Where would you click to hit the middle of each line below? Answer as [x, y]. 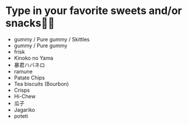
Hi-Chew [25, 96]
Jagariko [25, 110]
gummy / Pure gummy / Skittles [52, 39]
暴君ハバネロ [29, 65]
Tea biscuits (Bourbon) [41, 84]
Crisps [22, 90]
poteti [21, 116]
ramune [23, 71]
